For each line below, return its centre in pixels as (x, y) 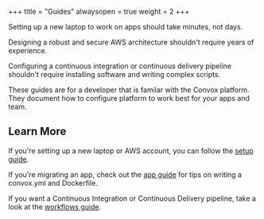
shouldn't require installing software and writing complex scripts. (115, 74)
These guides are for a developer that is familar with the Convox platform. (129, 90)
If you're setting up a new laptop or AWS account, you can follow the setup (131, 151)
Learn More (37, 131)
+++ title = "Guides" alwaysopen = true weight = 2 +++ (99, 12)
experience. (28, 50)
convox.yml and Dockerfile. (53, 182)
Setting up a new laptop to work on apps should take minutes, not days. (126, 27)
